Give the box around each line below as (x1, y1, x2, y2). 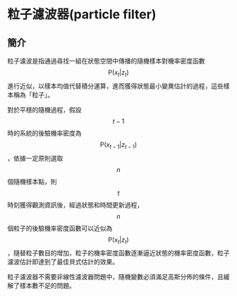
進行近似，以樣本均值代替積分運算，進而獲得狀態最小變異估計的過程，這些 (7, 82, 224, 90)
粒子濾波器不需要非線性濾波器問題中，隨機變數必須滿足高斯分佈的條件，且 (7, 273, 224, 281)
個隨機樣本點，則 (7, 177, 57, 185)
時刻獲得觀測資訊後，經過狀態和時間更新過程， (7, 200, 143, 209)
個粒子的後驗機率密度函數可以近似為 (7, 223, 113, 233)
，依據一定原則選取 (7, 154, 63, 162)
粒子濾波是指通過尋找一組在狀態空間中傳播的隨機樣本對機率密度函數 (7, 57, 205, 65)
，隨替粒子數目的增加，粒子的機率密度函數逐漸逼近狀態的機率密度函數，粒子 (7, 249, 230, 257)
